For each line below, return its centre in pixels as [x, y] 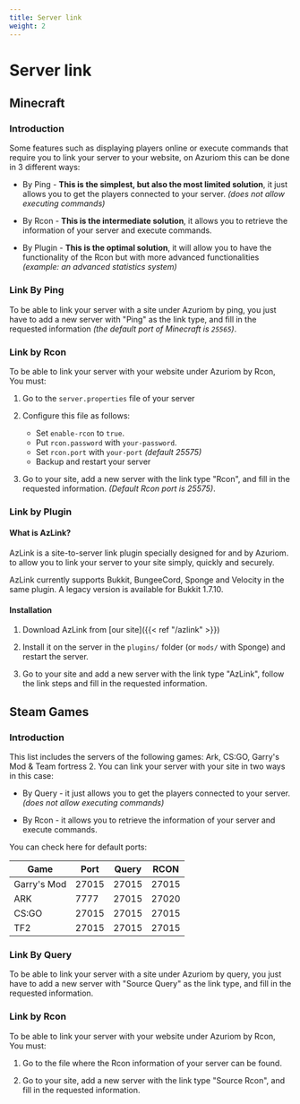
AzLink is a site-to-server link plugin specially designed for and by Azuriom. [149, 553]
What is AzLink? [40, 533]
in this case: [31, 775]
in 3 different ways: [45, 168]
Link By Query [41, 954]
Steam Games [49, 712]
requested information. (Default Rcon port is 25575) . [119, 488]
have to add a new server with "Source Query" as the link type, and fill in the [150, 984]
